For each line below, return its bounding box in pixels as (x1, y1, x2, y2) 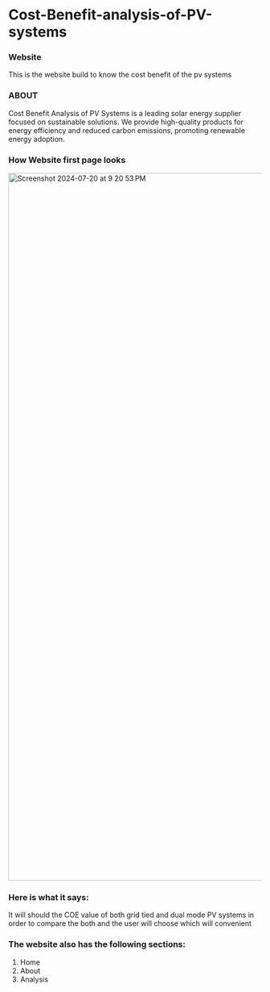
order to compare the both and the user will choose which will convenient (8, 919, 252, 928)
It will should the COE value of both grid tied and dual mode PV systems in (8, 910, 255, 920)
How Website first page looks (8, 154, 126, 165)
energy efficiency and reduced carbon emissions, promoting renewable (8, 125, 246, 135)
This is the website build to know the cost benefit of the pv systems (8, 70, 232, 80)
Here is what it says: (8, 892, 89, 902)
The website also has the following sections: (8, 939, 186, 950)
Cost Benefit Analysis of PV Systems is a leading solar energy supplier (8, 108, 242, 118)
